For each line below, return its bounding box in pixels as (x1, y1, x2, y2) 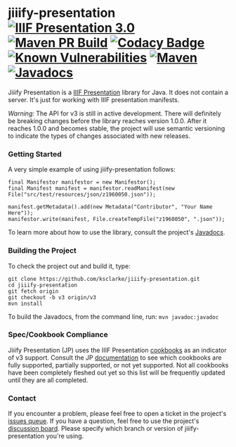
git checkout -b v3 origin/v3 (8, 294, 97, 301)
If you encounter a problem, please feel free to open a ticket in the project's (8, 410, 227, 418)
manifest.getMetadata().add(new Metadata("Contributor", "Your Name (8, 203, 213, 210)
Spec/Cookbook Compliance (8, 329, 108, 339)
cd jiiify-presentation (8, 282, 78, 289)
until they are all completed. (8, 375, 88, 384)
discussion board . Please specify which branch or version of (8, 424, 183, 433)
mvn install (8, 300, 43, 307)
